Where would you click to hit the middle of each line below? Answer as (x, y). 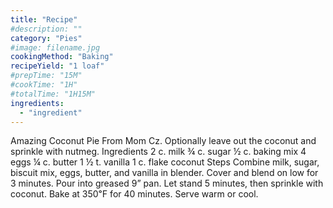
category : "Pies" (46, 38)
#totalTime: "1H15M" (53, 94)
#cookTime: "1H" (44, 85)
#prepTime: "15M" (46, 76)
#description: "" (46, 29)
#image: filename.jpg (55, 47)
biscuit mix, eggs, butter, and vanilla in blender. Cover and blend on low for (164, 173)
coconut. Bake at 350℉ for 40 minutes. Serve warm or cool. (134, 194)
